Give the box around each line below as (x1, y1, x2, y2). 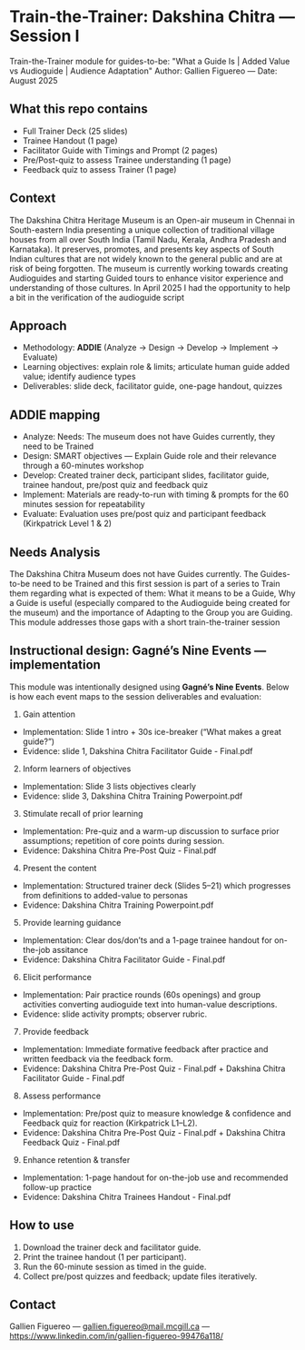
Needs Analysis (9, 544, 101, 560)
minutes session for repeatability (22, 499, 145, 510)
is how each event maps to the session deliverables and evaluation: (9, 690, 261, 701)
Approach (9, 318, 67, 333)
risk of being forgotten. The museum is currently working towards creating (9, 263, 289, 273)
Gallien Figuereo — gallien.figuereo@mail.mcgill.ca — (9, 1321, 211, 1332)
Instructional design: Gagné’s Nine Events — (9, 643, 267, 659)
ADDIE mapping (9, 407, 101, 422)
